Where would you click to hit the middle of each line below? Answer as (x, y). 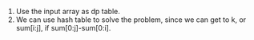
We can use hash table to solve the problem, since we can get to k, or (131, 20)
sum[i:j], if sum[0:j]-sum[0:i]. (63, 28)
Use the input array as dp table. (68, 11)
